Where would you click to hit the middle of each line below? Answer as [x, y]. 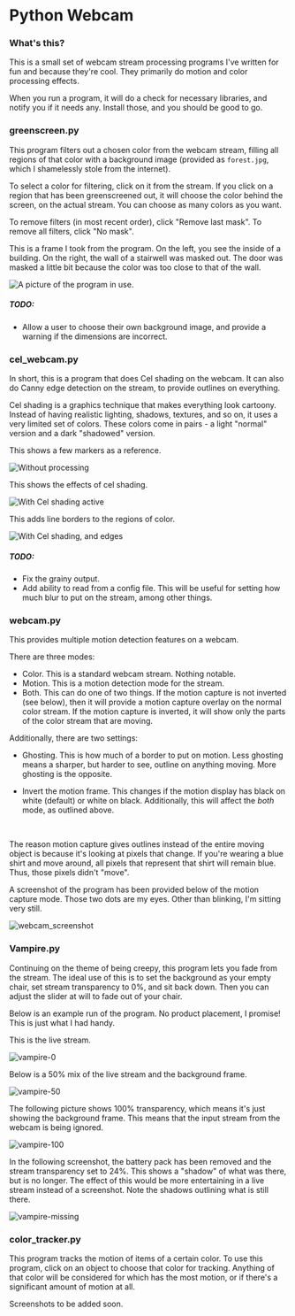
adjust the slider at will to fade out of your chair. [96, 996]
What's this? [37, 43]
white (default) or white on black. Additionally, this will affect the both [148, 801]
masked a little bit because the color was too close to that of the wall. [135, 267]
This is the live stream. [50, 1040]
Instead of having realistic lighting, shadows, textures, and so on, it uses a [144, 415]
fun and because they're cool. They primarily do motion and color [129, 72]
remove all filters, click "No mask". [72, 231]
